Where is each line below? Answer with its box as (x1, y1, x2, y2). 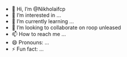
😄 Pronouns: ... (11, 39, 50, 46)
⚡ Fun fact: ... (11, 45, 44, 52)
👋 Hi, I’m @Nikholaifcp (11, 6, 66, 12)
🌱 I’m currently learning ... (11, 18, 74, 24)
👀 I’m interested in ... (11, 12, 61, 19)
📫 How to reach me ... (11, 31, 66, 37)
